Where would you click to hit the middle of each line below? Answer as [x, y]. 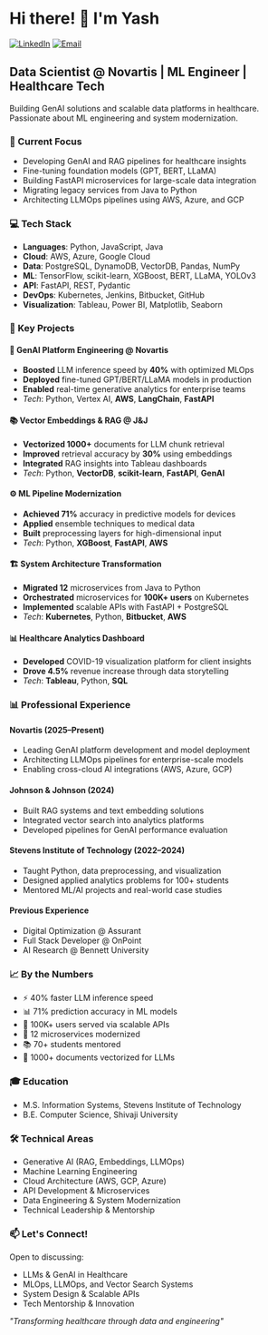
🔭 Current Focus [46, 142]
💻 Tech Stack [41, 223]
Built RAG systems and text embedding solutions [113, 810]
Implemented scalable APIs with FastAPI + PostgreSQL [125, 607]
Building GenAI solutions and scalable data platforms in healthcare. [134, 108]
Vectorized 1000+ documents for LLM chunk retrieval [123, 444]
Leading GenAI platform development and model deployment [136, 750]
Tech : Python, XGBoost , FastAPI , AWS [95, 543]
